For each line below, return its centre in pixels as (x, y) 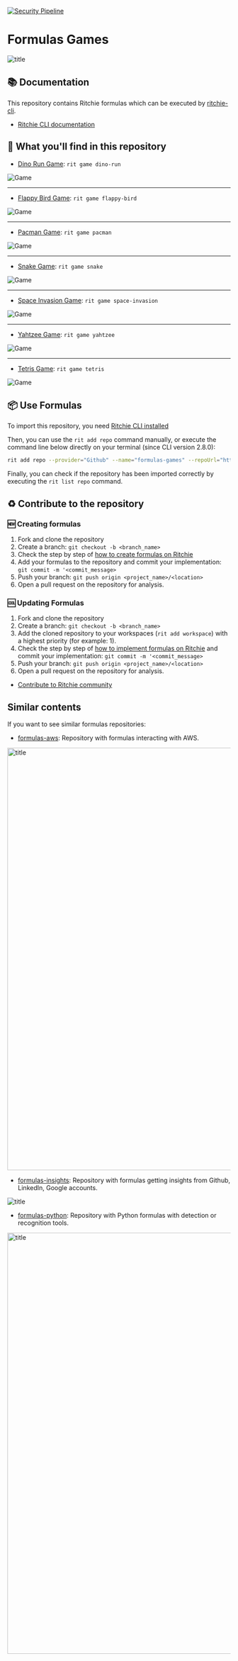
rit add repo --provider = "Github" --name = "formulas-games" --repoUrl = (114, 460)
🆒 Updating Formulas (46, 603)
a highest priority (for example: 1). (67, 641)
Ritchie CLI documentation (56, 124)
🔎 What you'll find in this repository (87, 146)
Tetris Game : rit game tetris (61, 368)
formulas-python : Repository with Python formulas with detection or (117, 1216)
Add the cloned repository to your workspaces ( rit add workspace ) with (123, 633)
